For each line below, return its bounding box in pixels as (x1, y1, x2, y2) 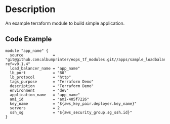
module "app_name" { (5, 48, 49, 53)
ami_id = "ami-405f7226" (10, 97, 90, 102)
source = (10, 52, 56, 57)
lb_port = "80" (10, 70, 67, 75)
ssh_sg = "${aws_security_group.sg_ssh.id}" (10, 110, 133, 115)
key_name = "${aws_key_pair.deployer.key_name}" (10, 101, 137, 106)
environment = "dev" (10, 88, 69, 93)
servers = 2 (10, 105, 60, 110)
